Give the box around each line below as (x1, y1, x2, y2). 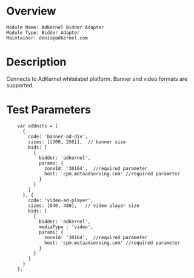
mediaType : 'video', (38, 223, 94, 230)
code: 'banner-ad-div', (28, 134, 88, 140)
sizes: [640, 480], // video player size (28, 202, 139, 209)
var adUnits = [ (17, 123, 59, 129)
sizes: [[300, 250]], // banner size (28, 138, 126, 145)
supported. (6, 81, 34, 89)
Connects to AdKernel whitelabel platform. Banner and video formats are (6, 75, 188, 83)
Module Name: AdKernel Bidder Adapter (6, 24, 104, 30)
